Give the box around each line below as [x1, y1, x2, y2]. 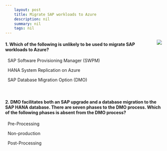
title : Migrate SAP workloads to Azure [14, 12, 97, 17]
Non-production [7, 130, 41, 136]
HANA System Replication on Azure [7, 67, 81, 73]
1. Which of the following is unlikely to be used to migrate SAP [5, 41, 135, 47]
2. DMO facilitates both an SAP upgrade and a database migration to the [5, 99, 157, 105]
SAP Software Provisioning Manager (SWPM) [7, 58, 100, 64]
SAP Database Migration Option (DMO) [7, 77, 87, 83]
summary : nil [14, 21, 41, 26]
